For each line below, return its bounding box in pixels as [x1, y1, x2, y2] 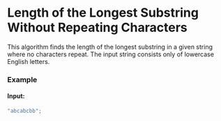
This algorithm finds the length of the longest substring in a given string [7, 42, 213, 51]
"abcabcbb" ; [7, 108, 42, 115]
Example [7, 74, 38, 84]
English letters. [7, 57, 50, 65]
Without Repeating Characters [7, 19, 188, 35]
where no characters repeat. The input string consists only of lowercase [7, 50, 215, 58]
